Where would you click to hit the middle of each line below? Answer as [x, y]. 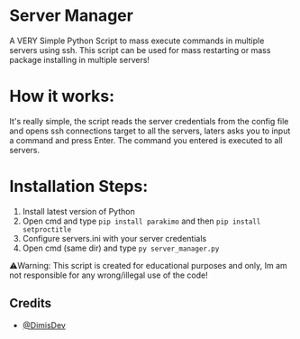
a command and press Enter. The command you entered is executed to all [146, 140]
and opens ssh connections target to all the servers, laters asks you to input [150, 131]
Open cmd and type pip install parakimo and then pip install [141, 221]
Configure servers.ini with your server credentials [114, 238]
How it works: [62, 96]
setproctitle [47, 229]
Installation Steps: [79, 187]
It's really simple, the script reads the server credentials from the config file [149, 121]
